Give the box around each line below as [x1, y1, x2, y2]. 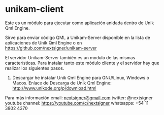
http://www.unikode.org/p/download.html [12, 85, 97, 91]
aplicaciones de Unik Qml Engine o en [5, 39, 82, 45]
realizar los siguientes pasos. [5, 65, 65, 71]
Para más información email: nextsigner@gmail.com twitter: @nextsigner [5, 95, 153, 101]
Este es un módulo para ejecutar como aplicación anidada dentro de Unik [5, 20, 154, 26]
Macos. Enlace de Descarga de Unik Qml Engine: [12, 80, 112, 86]
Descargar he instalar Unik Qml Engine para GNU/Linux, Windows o [12, 75, 149, 80]
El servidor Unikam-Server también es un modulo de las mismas [5, 54, 135, 60]
